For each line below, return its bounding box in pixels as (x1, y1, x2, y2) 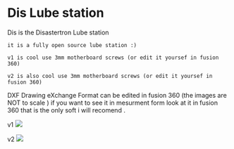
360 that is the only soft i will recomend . (7, 105, 125, 114)
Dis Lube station (7, 5, 104, 21)
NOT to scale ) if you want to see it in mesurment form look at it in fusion (7, 98, 218, 107)
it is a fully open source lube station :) (7, 41, 137, 48)
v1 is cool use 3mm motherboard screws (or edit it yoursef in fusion (7, 54, 219, 61)
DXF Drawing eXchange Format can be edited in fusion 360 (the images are (7, 91, 227, 99)
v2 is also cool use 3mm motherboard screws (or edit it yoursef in (7, 72, 213, 79)
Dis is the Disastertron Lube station (7, 28, 109, 37)
